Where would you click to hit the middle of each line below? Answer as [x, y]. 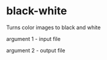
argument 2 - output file [36, 50]
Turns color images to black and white [53, 27]
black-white [37, 11]
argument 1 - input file [34, 39]
